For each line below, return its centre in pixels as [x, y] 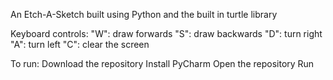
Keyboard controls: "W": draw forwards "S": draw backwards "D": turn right [166, 33]
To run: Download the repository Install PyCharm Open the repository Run [162, 63]
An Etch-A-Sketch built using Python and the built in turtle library [144, 14]
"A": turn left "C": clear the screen [80, 44]
